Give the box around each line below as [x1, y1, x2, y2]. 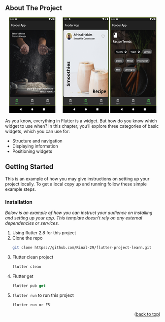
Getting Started [5, 163, 54, 171]
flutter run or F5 [12, 302, 50, 307]
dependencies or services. [5, 220, 59, 226]
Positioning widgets [12, 148, 53, 154]
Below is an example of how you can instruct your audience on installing [5, 210, 153, 215]
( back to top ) [134, 311, 161, 317]
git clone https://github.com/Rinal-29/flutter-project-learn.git [12, 245, 152, 250]
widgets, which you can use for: [5, 128, 70, 134]
